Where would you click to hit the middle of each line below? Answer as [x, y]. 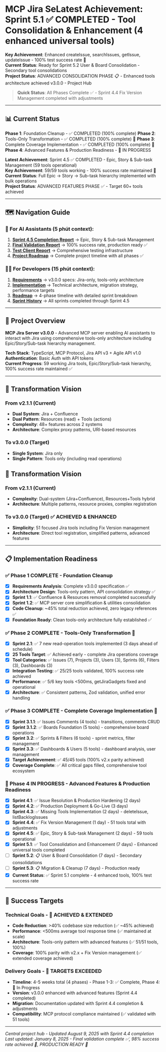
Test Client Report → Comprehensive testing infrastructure [73, 251]
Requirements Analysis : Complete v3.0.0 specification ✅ [71, 586]
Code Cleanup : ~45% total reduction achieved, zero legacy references [84, 608]
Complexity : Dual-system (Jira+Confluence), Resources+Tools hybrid [83, 499]
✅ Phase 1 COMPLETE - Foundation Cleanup [59, 575]
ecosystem [23, 771]
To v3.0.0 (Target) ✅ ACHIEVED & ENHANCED [61, 517]
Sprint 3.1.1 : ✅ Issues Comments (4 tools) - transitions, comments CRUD [86, 721]
